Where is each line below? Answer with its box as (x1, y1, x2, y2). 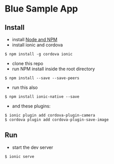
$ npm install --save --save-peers (5, 76, 80, 81)
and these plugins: (12, 103, 51, 109)
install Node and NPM (12, 36, 58, 42)
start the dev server (12, 144, 53, 150)
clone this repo (12, 61, 43, 66)
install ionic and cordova (12, 42, 63, 48)
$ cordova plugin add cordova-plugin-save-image (5, 117, 109, 122)
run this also (12, 84, 38, 90)
